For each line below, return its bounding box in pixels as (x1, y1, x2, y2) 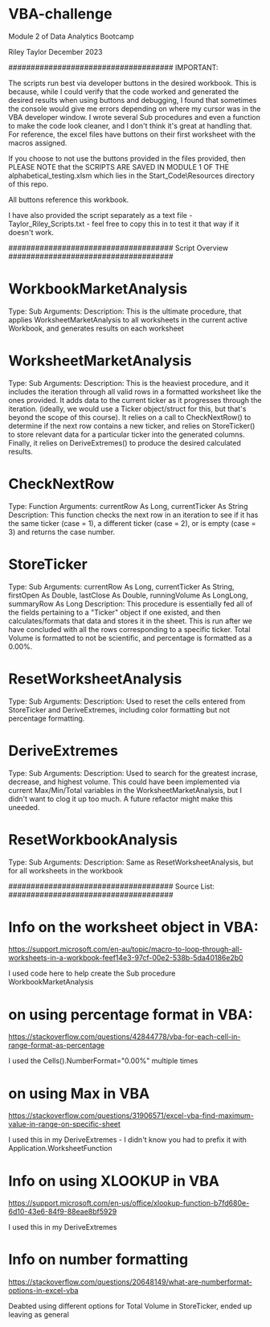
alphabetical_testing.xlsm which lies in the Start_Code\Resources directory (8, 170, 256, 180)
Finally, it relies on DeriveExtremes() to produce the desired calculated (8, 438, 241, 447)
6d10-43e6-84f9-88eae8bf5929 (8, 1207, 117, 1217)
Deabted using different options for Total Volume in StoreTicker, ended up (8, 1301, 252, 1311)
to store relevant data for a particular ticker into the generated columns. (8, 429, 245, 439)
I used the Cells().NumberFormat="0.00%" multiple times (8, 1056, 198, 1066)
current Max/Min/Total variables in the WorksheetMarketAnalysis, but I (8, 785, 243, 795)
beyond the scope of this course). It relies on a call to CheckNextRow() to (8, 412, 252, 422)
